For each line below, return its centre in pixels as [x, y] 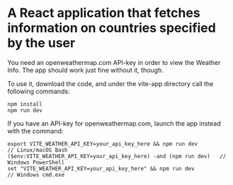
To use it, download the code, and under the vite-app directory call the [110, 83]
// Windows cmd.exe [36, 174]
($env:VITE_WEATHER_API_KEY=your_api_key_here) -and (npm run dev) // [117, 156]
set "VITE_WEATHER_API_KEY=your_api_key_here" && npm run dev [101, 168]
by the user [41, 43]
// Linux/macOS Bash [38, 150]
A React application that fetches [104, 13]
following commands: [39, 91]
